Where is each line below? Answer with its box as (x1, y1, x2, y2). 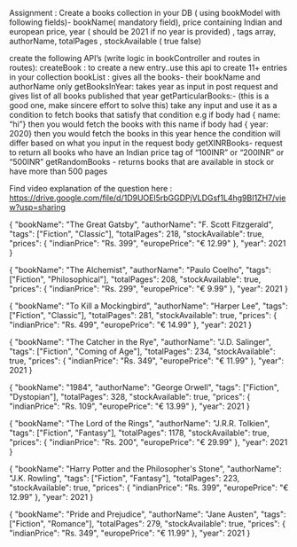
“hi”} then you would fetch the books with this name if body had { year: (9, 119, 269, 129)
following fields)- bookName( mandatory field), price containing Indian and (9, 17, 283, 27)
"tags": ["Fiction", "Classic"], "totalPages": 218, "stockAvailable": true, (9, 229, 264, 238)
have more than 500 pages (9, 166, 108, 176)
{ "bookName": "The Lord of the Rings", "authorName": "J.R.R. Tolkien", (9, 418, 270, 428)
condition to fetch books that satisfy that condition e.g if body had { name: (9, 110, 281, 120)
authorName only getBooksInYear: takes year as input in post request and (9, 82, 278, 91)
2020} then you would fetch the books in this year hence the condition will (9, 129, 281, 138)
